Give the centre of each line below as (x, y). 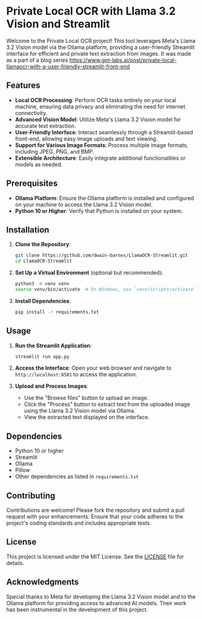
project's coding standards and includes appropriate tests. (79, 523)
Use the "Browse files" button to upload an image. (86, 398)
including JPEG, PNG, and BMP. (55, 151)
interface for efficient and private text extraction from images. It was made (99, 53)
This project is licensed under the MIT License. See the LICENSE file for (95, 556)
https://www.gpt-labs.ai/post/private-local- (123, 60)
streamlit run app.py (42, 356)
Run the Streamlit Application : (53, 346)
